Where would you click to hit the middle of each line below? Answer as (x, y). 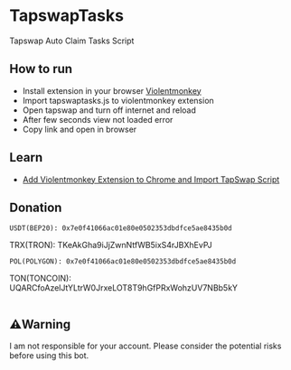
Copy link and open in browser (80, 129)
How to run (41, 69)
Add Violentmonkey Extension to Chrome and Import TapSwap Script (151, 179)
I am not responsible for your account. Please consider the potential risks (145, 346)
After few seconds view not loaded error (98, 119)
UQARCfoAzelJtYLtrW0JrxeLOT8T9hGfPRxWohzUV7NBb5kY (123, 288)
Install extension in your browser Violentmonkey (112, 90)
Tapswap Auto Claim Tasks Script (72, 41)
